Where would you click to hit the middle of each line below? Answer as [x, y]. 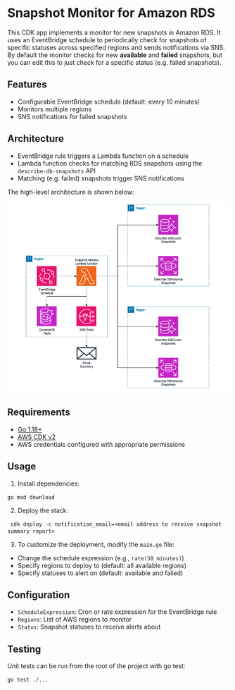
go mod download [31, 497]
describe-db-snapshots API [57, 171]
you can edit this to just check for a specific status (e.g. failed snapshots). [114, 62]
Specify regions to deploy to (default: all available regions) [102, 565]
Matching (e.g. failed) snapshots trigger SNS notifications [101, 178]
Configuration [39, 595]
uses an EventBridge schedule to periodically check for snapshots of [107, 39]
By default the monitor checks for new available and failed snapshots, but [115, 55]
